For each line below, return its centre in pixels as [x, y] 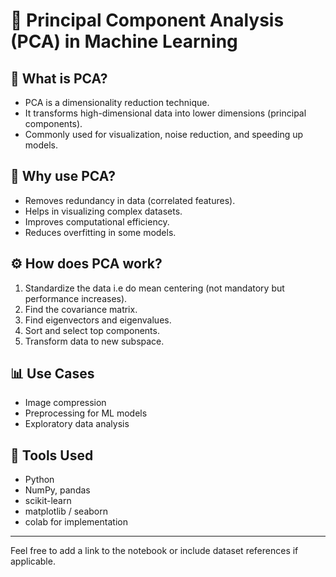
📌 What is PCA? [59, 78]
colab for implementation [76, 522]
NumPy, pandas [57, 490]
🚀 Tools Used [52, 455]
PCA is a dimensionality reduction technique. [117, 102]
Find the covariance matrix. [81, 309]
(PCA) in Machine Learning [124, 41]
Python [39, 480]
